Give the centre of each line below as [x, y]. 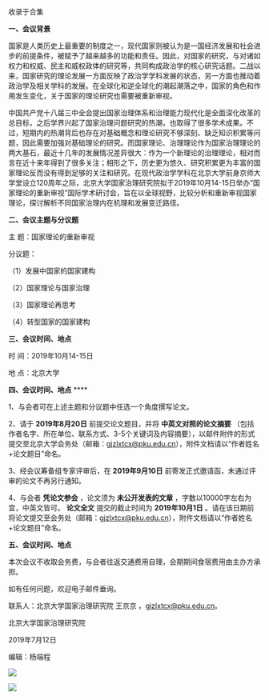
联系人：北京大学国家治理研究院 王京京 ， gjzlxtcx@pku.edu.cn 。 [115, 606]
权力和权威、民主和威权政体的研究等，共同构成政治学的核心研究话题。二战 [131, 66]
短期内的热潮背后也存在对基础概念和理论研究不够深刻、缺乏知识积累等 [138, 133]
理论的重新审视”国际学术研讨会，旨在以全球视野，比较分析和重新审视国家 [136, 193]
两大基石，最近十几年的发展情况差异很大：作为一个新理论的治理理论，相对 [131, 153]
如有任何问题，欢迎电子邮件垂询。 [64, 589]
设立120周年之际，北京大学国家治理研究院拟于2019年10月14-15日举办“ [138, 183]
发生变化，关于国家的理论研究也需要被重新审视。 [96, 96]
